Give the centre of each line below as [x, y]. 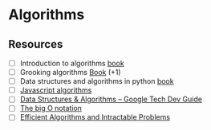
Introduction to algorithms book [72, 63]
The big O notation [51, 108]
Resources [36, 44]
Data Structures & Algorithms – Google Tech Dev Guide [111, 99]
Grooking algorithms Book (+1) [71, 73]
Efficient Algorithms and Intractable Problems [95, 117]
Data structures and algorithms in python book [97, 81]
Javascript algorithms [56, 90]
